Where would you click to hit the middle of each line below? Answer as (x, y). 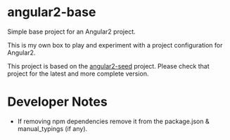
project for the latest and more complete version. (78, 73)
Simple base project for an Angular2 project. (71, 31)
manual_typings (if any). (52, 128)
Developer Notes (57, 102)
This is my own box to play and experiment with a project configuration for (115, 45)
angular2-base (52, 12)
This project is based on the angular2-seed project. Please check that (108, 66)
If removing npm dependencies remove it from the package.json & (113, 121)
